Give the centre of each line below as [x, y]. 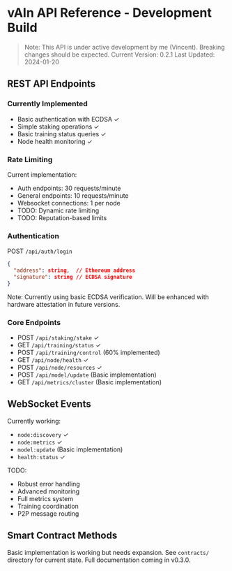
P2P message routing [48, 513]
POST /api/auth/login [40, 251]
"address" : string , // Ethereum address [75, 270]
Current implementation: [42, 174]
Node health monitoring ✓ [55, 141]
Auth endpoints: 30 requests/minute [69, 188]
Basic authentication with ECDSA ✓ [68, 119]
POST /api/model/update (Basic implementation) [87, 375]
